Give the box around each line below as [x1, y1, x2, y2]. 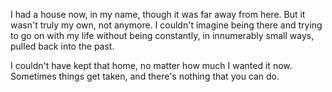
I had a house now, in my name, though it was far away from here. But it [10, 9, 306, 20]
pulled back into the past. [10, 40, 115, 52]
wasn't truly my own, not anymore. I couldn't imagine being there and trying [10, 19, 323, 31]
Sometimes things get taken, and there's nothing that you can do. [10, 70, 280, 82]
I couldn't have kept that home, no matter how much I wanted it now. [10, 60, 293, 71]
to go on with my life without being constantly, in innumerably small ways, [10, 30, 315, 41]
